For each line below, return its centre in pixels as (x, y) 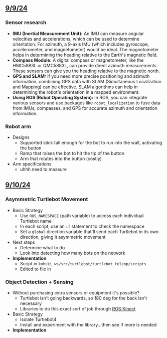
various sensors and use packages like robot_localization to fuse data (86, 103)
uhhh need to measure (43, 169)
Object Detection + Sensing (39, 282)
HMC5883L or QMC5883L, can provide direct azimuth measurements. (85, 65)
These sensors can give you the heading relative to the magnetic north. (86, 71)
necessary (31, 303)
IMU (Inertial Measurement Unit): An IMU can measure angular (78, 33)
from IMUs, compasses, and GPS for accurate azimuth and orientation (85, 108)
